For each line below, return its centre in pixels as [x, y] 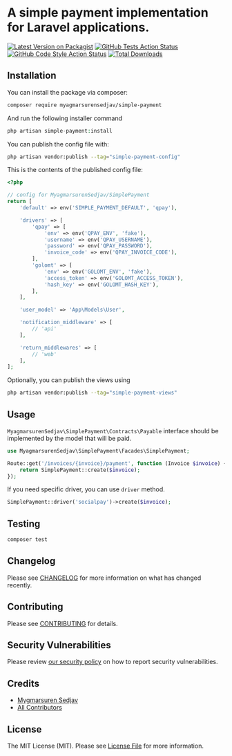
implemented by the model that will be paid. [69, 438]
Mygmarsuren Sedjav [47, 700]
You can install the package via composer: [67, 92]
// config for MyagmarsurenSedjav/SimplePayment [78, 195]
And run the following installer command [65, 118]
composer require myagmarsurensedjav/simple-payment [85, 105]
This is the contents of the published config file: [75, 170]
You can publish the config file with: [58, 144]
